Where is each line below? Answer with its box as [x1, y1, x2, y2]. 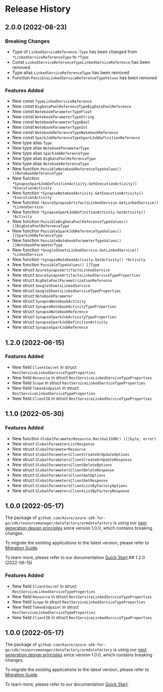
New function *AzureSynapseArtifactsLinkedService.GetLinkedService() [12, 199, 159, 205]
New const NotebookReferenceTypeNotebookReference [12, 129, 119, 135]
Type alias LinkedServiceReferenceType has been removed [12, 70, 129, 75]
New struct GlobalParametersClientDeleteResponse [12, 467, 115, 472]
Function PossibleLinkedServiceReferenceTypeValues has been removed [12, 74, 157, 80]
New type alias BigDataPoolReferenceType [12, 155, 96, 161]
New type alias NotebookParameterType [12, 145, 89, 151]
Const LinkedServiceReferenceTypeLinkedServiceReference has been [12, 59, 150, 65]
